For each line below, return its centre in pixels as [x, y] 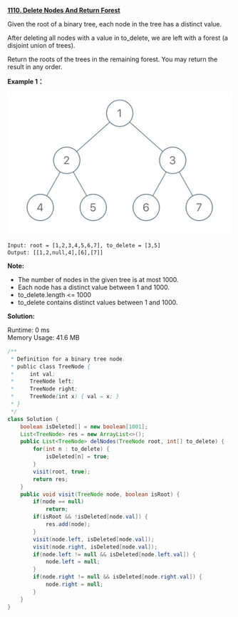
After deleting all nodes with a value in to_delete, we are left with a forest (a [118, 38]
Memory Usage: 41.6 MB [43, 337]
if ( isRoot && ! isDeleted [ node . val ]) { [90, 517]
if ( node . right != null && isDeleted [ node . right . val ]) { [118, 577]
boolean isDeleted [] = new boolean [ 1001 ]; [84, 427]
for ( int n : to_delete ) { [72, 449]
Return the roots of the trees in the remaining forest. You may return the [113, 59]
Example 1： [26, 82]
